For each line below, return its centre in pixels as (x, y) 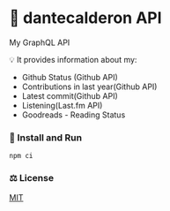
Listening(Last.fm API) (62, 105)
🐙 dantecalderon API (85, 18)
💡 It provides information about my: (73, 59)
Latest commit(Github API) (70, 95)
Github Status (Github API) (70, 77)
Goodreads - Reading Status (74, 115)
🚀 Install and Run (45, 138)
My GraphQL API (40, 42)
